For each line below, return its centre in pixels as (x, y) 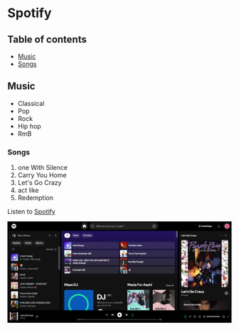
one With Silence (42, 168)
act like (28, 191)
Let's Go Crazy (39, 183)
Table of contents (47, 39)
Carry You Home (42, 175)
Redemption (35, 198)
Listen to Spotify (31, 212)
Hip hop (29, 126)
